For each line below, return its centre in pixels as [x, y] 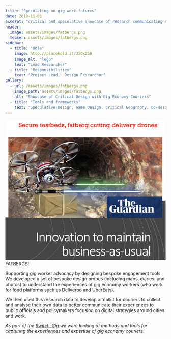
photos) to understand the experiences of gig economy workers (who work [84, 284]
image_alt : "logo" [34, 59]
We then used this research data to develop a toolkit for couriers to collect [83, 299]
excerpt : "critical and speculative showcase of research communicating [84, 21]
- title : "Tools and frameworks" [45, 102]
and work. [16, 316]
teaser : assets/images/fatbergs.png [49, 38]
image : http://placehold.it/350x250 [53, 53]
